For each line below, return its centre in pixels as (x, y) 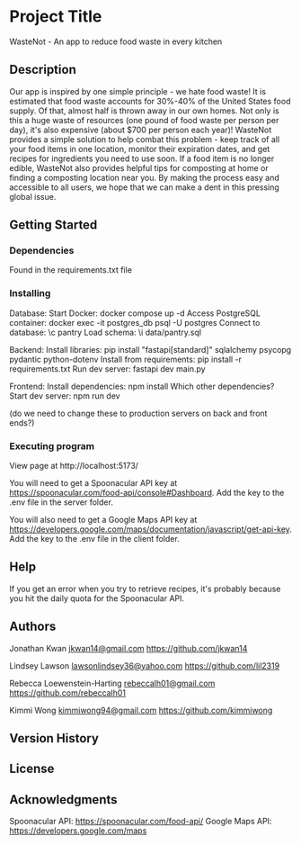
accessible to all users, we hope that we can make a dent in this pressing (145, 187)
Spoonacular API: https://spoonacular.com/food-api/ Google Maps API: (141, 822)
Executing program (52, 445)
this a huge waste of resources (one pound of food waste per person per (144, 120)
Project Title (56, 17)
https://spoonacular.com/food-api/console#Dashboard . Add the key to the (147, 493)
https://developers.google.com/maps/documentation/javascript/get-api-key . (150, 529)
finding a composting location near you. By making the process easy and (145, 177)
